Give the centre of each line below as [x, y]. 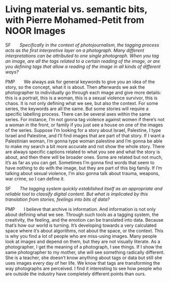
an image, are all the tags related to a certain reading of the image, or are [83, 61]
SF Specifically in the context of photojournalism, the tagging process [82, 45]
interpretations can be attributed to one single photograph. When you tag [82, 56]
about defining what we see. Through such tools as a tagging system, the [82, 215]
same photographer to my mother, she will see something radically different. [85, 252]
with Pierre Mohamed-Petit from [75, 20]
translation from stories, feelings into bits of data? [58, 199]
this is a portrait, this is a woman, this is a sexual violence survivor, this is [81, 98]
